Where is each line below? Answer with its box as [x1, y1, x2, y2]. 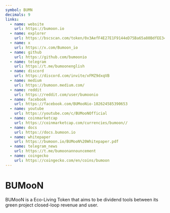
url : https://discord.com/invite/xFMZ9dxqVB [14, 73, 110, 78]
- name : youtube [10, 106, 44, 111]
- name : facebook [10, 97, 47, 102]
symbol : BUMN [5, 7, 33, 13]
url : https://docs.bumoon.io [14, 130, 76, 135]
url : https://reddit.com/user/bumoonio [14, 92, 99, 97]
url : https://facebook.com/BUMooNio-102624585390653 [14, 102, 128, 107]
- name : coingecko [10, 153, 49, 158]
